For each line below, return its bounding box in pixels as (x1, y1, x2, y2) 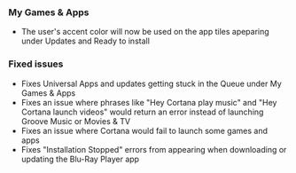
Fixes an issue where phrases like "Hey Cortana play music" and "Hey (20, 97, 277, 107)
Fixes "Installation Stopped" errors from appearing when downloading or (20, 144, 287, 154)
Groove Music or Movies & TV (20, 115, 130, 126)
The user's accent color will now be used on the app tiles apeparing (20, 27, 269, 37)
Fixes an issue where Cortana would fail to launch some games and (20, 125, 268, 136)
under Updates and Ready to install (20, 35, 150, 46)
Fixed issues (8, 58, 64, 70)
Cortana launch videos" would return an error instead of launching (20, 106, 264, 117)
